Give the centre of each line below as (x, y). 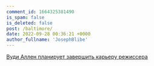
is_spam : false (25, 17)
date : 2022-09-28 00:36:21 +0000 (49, 34)
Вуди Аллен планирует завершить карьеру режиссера (77, 57)
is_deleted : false (29, 23)
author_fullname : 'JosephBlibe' (47, 40)
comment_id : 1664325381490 (40, 12)
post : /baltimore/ (29, 28)
